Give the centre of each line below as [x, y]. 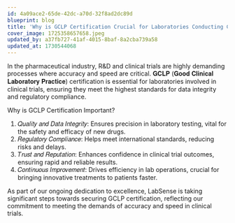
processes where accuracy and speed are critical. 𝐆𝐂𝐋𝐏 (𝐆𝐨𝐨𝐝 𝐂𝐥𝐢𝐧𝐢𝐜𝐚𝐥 [111, 73]
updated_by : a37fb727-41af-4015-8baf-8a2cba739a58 [83, 40]
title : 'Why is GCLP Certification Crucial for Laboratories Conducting [115, 27]
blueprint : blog [31, 20]
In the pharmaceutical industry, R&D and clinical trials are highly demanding [116, 66]
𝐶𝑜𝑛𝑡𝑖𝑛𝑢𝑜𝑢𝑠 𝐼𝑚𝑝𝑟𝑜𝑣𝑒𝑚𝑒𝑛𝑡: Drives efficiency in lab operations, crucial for [118, 170]
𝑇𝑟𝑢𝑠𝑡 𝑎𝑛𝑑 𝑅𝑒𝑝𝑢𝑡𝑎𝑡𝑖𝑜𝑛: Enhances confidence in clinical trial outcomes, [116, 154]
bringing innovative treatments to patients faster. [87, 178]
